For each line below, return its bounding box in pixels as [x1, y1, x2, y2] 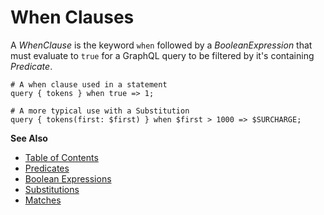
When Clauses [10, 6, 135, 29]
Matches [24, 194, 62, 206]
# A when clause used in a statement [10, 79, 168, 90]
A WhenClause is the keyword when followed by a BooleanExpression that [10, 39, 313, 51]
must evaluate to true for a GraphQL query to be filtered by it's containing [10, 49, 315, 61]
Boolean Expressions [24, 172, 112, 185]
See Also [10, 132, 48, 144]
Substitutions [24, 183, 80, 195]
